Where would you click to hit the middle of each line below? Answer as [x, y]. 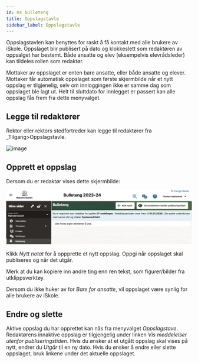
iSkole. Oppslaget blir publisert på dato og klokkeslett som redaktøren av [94, 49]
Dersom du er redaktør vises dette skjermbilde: [63, 181]
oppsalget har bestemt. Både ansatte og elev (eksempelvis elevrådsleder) [96, 55]
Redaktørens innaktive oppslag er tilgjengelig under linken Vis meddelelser [97, 335]
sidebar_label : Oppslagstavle [43, 25]
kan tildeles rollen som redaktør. [45, 61]
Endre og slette [34, 314]
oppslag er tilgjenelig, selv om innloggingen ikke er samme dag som [89, 85]
